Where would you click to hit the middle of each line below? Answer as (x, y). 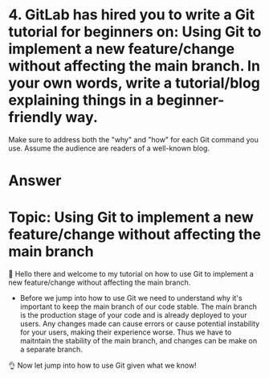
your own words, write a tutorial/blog (134, 83)
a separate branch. (51, 349)
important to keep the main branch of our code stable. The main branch (138, 306)
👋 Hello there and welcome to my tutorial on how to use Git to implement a (131, 274)
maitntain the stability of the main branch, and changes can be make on (139, 341)
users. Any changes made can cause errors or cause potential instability (140, 324)
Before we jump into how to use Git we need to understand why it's (131, 298)
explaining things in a (81, 100)
